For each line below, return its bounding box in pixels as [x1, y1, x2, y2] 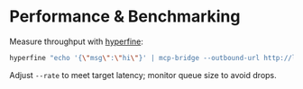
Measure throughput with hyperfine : [9, 36, 144, 47]
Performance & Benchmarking [9, 6, 241, 27]
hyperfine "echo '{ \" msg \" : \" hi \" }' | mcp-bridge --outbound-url [9, 53, 260, 62]
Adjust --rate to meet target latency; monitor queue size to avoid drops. [9, 69, 277, 80]
